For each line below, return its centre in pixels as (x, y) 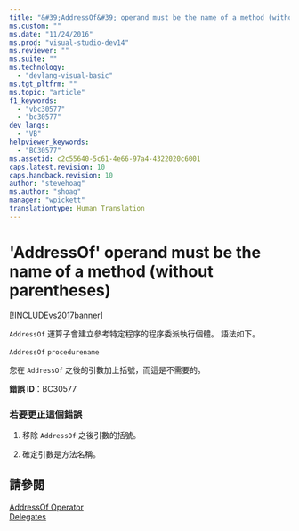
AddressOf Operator (47, 507)
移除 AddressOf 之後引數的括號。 (81, 435)
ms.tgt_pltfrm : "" (43, 84)
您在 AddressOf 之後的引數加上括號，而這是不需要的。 (108, 369)
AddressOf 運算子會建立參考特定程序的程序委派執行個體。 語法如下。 (135, 333)
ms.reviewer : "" (39, 51)
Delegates (28, 516)
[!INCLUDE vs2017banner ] (57, 315)
